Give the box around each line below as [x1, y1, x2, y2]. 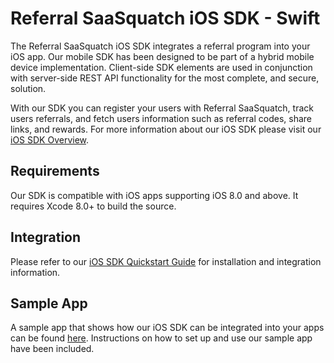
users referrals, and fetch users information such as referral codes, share [10, 112, 312, 124]
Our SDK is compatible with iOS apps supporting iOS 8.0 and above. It [10, 189, 299, 201]
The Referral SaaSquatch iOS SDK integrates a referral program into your [10, 40, 311, 52]
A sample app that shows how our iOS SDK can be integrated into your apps [10, 322, 325, 334]
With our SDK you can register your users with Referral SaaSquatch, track [10, 102, 314, 114]
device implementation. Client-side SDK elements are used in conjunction [10, 61, 313, 73]
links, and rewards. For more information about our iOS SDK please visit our [10, 123, 322, 135]
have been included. [10, 343, 95, 355]
